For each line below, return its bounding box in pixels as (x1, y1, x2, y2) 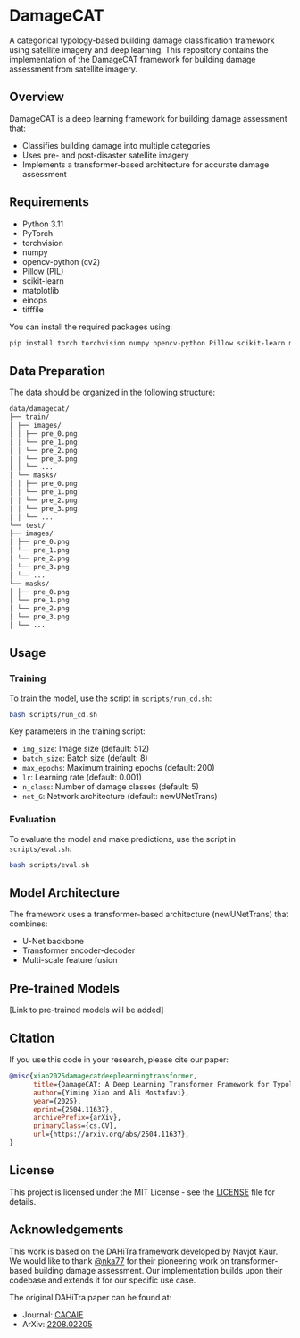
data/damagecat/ (9, 405, 70, 413)
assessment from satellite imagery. (9, 64, 138, 74)
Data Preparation (9, 363, 105, 379)
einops (21, 294, 47, 305)
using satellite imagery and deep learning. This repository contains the (9, 44, 269, 55)
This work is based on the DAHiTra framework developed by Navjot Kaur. (9, 1246, 279, 1257)
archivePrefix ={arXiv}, (32, 1113, 122, 1122)
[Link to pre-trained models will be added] (9, 1004, 164, 1016)
